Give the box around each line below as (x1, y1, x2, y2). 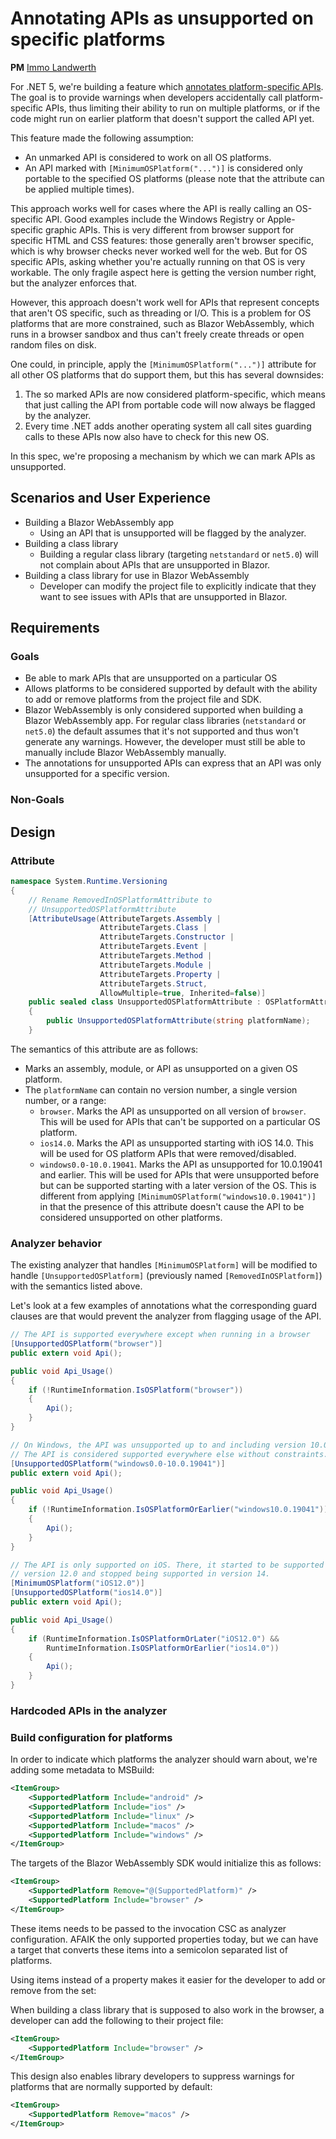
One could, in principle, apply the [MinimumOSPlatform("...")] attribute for (10, 358, 317, 370)
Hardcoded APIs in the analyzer (10, 1703, 168, 1717)
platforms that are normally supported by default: (10, 2081, 213, 2093)
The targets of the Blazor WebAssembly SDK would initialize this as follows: (10, 1857, 322, 1869)
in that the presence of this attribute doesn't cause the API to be (39, 1200, 305, 1212)
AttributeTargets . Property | (99, 969, 222, 979)
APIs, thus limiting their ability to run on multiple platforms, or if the (45, 102, 321, 114)
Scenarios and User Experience (10, 490, 211, 507)
